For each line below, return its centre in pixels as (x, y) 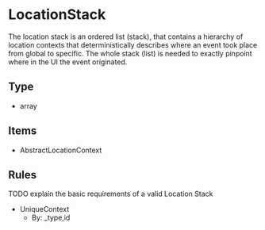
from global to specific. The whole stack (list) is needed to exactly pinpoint (130, 53)
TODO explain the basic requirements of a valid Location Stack (111, 194)
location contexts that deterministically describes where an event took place (133, 44)
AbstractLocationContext (61, 150)
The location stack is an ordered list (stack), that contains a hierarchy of (126, 36)
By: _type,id (51, 218)
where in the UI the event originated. (68, 62)
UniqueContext (44, 209)
